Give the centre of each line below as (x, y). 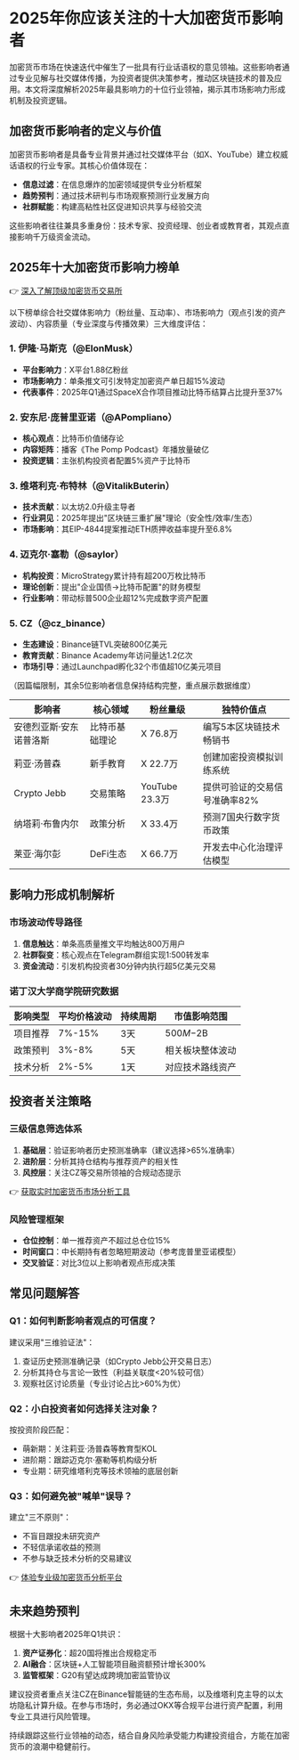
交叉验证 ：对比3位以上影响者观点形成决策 (99, 1263)
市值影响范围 (201, 1016)
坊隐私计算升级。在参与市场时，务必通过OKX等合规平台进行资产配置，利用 (146, 1706)
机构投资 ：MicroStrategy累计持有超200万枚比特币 (114, 575)
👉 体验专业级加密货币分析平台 (66, 1577)
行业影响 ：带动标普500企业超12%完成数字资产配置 (115, 598)
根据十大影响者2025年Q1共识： (66, 1634)
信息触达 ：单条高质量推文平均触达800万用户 (104, 943)
